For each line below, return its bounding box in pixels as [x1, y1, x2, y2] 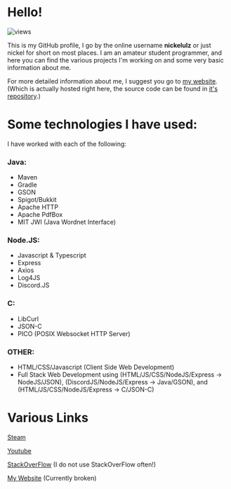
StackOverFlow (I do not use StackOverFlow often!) [7, 460, 157, 469]
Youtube [7, 447, 32, 455]
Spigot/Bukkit [17, 196, 58, 204]
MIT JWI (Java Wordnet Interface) [17, 218, 117, 227]
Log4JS [17, 274, 41, 282]
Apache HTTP [17, 203, 58, 211]
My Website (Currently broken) [7, 474, 97, 482]
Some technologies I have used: [7, 116, 198, 133]
